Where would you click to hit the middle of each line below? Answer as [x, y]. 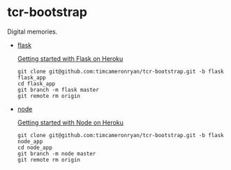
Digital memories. [32, 31]
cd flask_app [36, 84]
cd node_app [35, 148]
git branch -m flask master [58, 90]
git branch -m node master [57, 154]
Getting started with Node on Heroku [70, 122]
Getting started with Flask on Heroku [70, 58]
